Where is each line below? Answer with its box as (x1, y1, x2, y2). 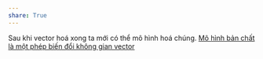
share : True (8, 11, 47, 20)
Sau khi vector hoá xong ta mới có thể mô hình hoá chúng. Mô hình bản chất (8, 33, 255, 42)
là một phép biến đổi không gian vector (8, 41, 135, 51)
